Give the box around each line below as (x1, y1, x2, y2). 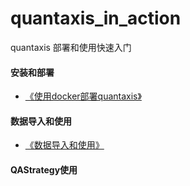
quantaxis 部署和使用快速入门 (10, 41, 132, 53)
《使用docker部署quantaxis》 (24, 90, 142, 102)
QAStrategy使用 (10, 163, 78, 176)
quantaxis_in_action (10, 7, 182, 30)
